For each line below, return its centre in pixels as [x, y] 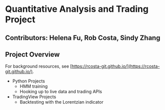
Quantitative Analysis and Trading [77, 9]
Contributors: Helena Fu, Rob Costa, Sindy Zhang [83, 38]
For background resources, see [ [38, 66]
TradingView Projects [34, 97]
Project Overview [32, 55]
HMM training [34, 86]
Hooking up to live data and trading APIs [61, 92]
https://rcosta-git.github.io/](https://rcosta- [116, 66]
